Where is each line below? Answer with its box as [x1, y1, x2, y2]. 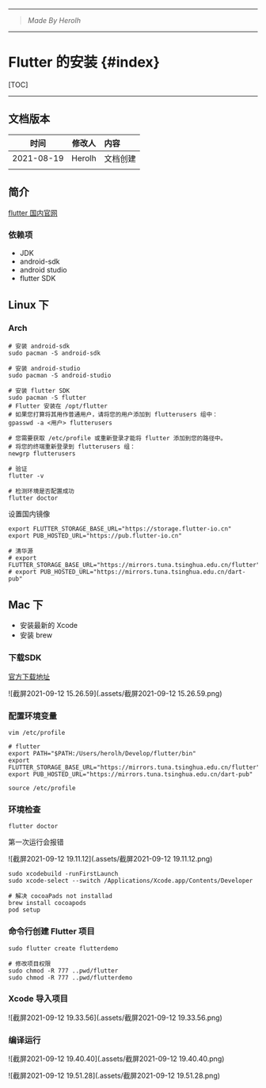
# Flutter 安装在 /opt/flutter [8, 401, 108, 410]
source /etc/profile [8, 784, 77, 792]
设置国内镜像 [8, 508, 50, 519]
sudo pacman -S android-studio [8, 371, 112, 379]
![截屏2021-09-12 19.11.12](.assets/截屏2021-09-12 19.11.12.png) [8, 854, 213, 864]
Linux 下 [8, 299, 49, 312]
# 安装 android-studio [8, 364, 81, 372]
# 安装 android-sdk [8, 342, 70, 350]
